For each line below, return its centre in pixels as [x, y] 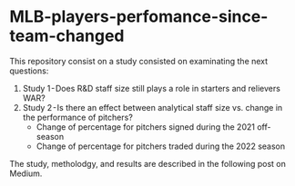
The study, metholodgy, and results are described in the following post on [148, 163]
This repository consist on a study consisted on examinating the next [139, 61]
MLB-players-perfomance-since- [139, 17]
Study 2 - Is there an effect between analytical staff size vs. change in [153, 107]
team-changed [67, 36]
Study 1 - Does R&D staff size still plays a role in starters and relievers [151, 88]
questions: [29, 71]
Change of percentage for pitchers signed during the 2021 [145, 127]
